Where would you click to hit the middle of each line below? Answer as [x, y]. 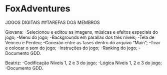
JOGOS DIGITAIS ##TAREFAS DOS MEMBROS [52, 22]
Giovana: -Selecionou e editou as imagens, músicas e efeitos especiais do [82, 32]
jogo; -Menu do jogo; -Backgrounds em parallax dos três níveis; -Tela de [80, 37]
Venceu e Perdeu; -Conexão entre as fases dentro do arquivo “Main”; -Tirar [83, 42]
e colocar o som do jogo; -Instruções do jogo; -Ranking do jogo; [71, 48]
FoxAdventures [38, 9]
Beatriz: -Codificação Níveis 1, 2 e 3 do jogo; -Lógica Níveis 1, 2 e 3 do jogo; [84, 63]
